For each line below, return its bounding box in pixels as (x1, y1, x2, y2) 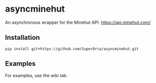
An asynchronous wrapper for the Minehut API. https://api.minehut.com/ (5, 19, 151, 25)
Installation (5, 33, 40, 42)
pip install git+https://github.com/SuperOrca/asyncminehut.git (5, 46, 139, 51)
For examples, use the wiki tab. (5, 72, 68, 78)
